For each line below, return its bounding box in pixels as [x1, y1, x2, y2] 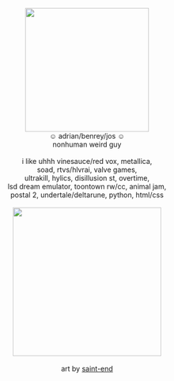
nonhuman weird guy [52, 139, 122, 149]
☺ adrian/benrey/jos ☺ [48, 131, 126, 140]
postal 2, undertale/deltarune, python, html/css [10, 190, 164, 200]
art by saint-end [60, 364, 114, 373]
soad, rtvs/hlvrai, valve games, [36, 165, 138, 174]
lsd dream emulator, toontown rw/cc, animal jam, [7, 182, 167, 191]
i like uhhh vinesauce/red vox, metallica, [21, 157, 153, 166]
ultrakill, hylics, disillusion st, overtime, [24, 173, 150, 182]
